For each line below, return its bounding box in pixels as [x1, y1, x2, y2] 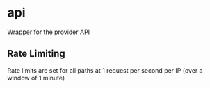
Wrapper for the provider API [7, 28, 90, 36]
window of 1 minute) [7, 73, 65, 82]
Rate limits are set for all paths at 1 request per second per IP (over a [7, 66, 203, 74]
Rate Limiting [7, 48, 65, 60]
